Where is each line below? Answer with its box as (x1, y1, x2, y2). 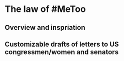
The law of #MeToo (5, 3, 86, 15)
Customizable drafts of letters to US (5, 40, 119, 48)
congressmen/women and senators (5, 48, 119, 56)
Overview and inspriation (5, 23, 86, 32)
